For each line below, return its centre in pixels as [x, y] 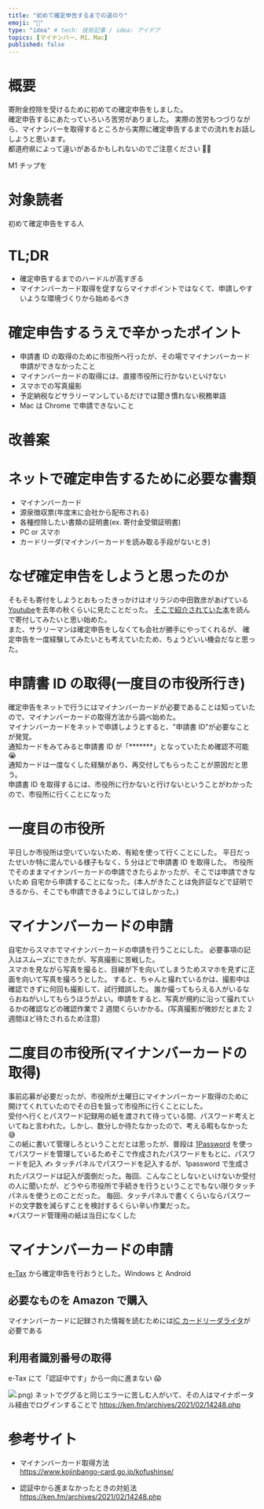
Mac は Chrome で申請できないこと [77, 405]
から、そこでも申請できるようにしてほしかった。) [100, 891]
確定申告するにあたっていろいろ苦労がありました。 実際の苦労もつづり [123, 120]
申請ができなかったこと [57, 366]
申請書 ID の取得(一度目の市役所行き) [127, 684]
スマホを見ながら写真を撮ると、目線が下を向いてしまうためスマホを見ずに [128, 969]
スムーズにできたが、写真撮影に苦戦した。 [90, 959]
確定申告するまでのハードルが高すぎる [81, 278]
